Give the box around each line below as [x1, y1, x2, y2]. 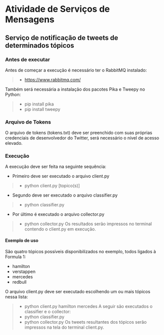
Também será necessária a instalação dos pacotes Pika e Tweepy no [5, 86, 145, 92]
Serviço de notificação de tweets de [5, 33, 118, 42]
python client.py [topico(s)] [24, 183, 80, 189]
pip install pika [24, 101, 54, 107]
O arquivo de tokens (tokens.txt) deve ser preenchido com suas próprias [5, 130, 153, 136]
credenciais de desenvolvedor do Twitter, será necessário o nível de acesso [5, 135, 159, 141]
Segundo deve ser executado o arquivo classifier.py [12, 192, 118, 198]
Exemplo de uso [5, 237, 38, 243]
